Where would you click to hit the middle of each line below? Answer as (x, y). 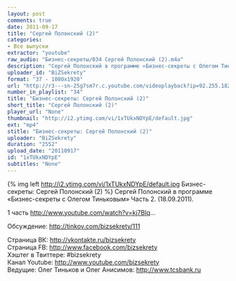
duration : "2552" (33, 145)
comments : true (29, 20)
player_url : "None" (36, 112)
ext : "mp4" (23, 125)
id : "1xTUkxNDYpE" (34, 158)
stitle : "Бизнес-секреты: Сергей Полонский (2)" (80, 131)
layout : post (26, 14)
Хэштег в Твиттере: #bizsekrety (54, 254)
